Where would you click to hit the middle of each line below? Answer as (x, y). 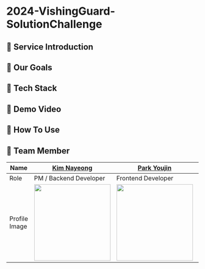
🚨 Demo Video (34, 109)
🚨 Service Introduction (50, 47)
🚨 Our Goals (30, 68)
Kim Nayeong (72, 168)
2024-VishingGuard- (61, 11)
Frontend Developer (145, 178)
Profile (19, 218)
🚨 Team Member (38, 151)
